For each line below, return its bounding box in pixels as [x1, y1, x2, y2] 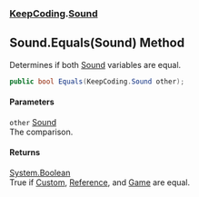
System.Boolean [9, 167, 71, 179]
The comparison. [9, 126, 74, 137]
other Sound [9, 116, 57, 127]
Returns [9, 147, 41, 158]
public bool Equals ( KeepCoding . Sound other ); [9, 76, 184, 86]
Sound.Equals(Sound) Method [9, 35, 184, 51]
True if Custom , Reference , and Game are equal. [9, 177, 191, 188]
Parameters [9, 96, 55, 107]
